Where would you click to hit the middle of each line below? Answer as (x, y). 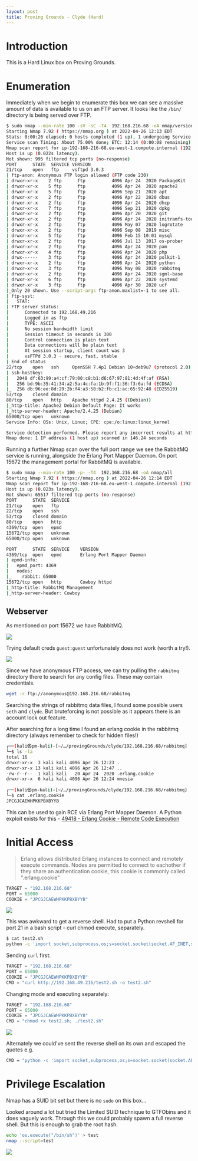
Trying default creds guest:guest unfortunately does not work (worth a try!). (98, 648)
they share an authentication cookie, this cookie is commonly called (103, 871)
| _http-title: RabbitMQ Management (50, 587)
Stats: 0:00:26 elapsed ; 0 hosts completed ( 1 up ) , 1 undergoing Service (99, 137)
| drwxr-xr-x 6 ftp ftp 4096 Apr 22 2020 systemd (92, 279)
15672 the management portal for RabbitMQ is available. (74, 462)
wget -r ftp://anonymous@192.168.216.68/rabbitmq (68, 694)
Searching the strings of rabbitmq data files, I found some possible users (95, 705)
